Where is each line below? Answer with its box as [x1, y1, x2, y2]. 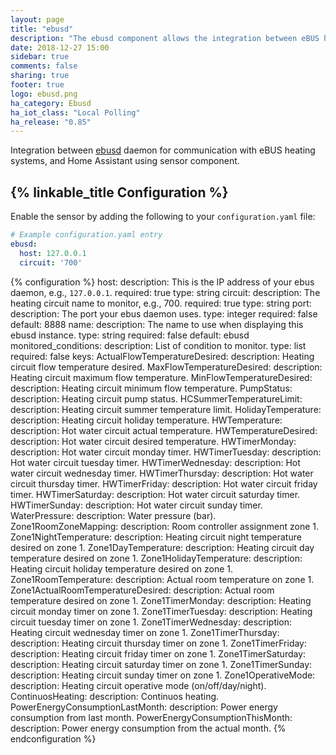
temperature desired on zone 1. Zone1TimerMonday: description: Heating [10, 594, 312, 606]
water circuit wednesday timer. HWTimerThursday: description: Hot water [10, 467, 314, 479]
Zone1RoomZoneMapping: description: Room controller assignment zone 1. [10, 520, 320, 532]
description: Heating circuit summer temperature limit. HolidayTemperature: [10, 403, 322, 415]
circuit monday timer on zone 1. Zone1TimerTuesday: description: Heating [10, 605, 313, 617]
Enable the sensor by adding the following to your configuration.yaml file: [10, 211, 316, 223]
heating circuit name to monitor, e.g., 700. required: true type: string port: [10, 297, 312, 309]
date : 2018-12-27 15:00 [10, 42, 110, 53]
